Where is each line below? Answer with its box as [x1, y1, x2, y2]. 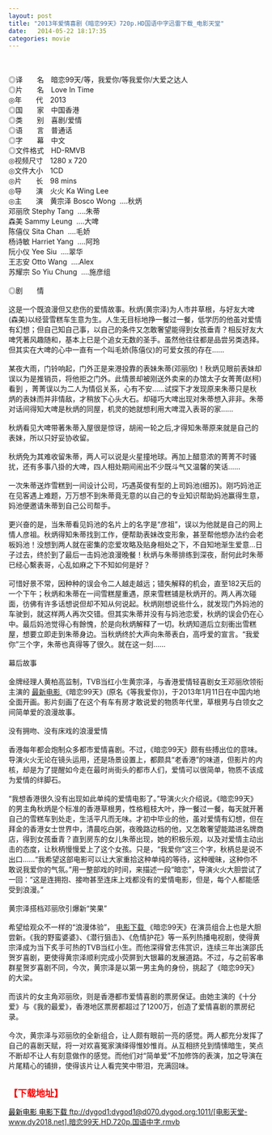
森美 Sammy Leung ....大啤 [8, 216, 100, 227]
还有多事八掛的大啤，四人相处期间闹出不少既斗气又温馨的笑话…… [22, 462, 241, 472]
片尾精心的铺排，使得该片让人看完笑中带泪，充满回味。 [8, 1061, 193, 1071]
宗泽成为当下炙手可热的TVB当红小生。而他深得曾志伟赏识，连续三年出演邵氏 [8, 942, 264, 952]
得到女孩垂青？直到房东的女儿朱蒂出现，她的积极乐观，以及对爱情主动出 [22, 835, 264, 844]
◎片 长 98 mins [8, 176, 77, 186]
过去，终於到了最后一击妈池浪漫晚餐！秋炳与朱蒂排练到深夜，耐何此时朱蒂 [15, 550, 264, 559]
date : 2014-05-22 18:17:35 [8, 27, 107, 35]
